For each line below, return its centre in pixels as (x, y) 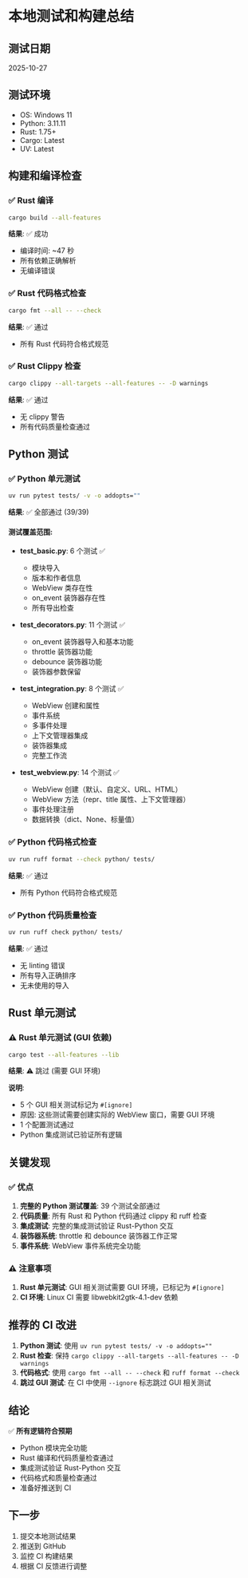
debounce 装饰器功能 (67, 662)
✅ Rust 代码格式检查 (47, 294)
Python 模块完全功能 (53, 1448)
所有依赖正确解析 (48, 261)
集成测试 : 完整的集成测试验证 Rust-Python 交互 (96, 1226)
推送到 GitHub (43, 1546)
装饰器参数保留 (56, 672)
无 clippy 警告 (42, 417)
